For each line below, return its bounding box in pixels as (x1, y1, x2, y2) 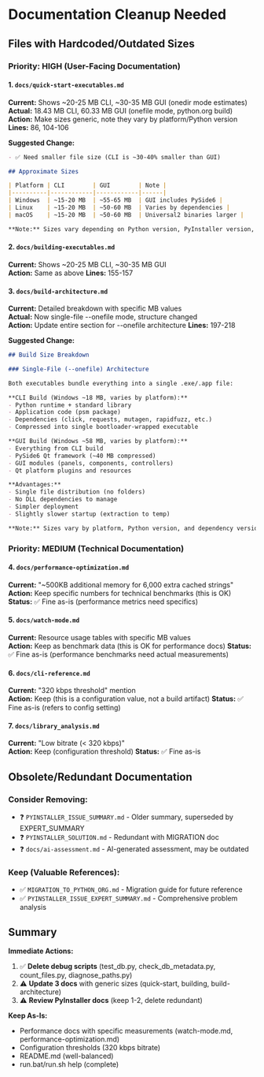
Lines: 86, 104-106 (8, 122, 69, 132)
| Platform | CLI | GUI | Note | (8, 181, 167, 190)
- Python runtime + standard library (8, 401, 132, 409)
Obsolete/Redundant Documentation (8, 770, 192, 784)
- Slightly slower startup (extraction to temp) (8, 510, 170, 518)
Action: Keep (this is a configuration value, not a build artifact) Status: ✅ (8, 694, 244, 703)
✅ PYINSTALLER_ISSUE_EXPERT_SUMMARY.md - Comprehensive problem (19, 893, 238, 904)
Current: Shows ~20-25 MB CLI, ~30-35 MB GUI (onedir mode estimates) (8, 97, 247, 107)
